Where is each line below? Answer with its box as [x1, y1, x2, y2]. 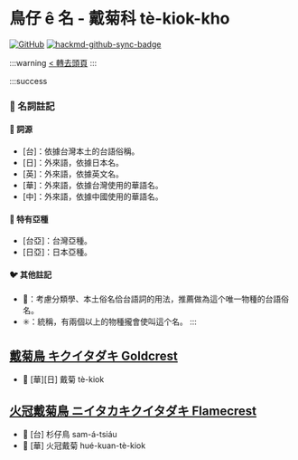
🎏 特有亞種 [9, 214, 49, 225]
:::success [9, 75, 48, 86]
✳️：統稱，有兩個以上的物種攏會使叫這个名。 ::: [22, 316, 197, 327]
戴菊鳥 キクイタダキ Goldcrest [9, 348, 179, 363]
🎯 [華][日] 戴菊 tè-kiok [22, 374, 105, 385]
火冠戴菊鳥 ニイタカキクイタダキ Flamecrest [9, 403, 257, 418]
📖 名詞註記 [9, 100, 56, 112]
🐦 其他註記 [9, 269, 52, 280]
